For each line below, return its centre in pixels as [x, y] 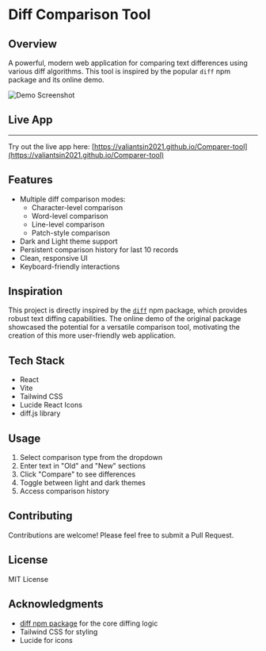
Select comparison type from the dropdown [91, 458]
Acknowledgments [56, 604]
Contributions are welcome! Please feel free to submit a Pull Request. [121, 535]
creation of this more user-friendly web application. [92, 335]
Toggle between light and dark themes [83, 483]
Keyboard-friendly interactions [70, 266]
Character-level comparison [77, 207]
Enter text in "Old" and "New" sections [83, 466]
